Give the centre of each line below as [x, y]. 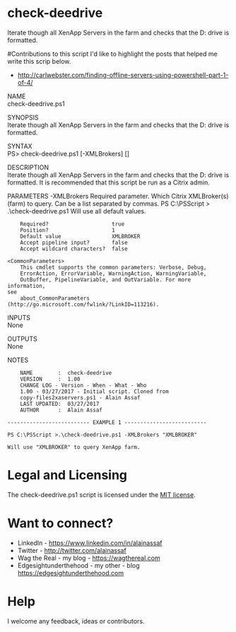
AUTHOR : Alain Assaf [61, 410]
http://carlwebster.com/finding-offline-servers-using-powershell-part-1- [123, 75]
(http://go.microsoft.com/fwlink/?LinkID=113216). [83, 304]
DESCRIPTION [28, 167]
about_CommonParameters [55, 298]
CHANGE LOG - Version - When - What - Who [83, 385]
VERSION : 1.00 [50, 379]
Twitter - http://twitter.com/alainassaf [72, 550]
